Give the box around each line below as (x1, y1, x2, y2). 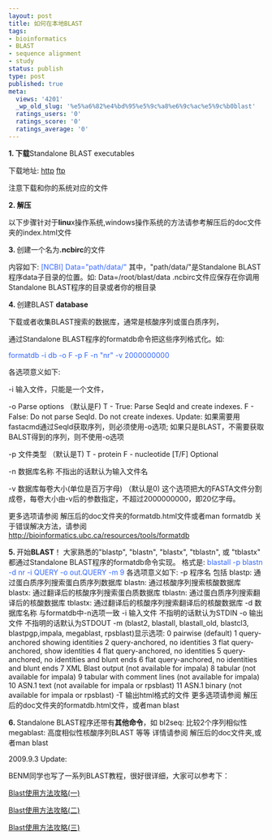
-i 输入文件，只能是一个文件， (8, 384, 108, 394)
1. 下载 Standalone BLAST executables (8, 148, 136, 158)
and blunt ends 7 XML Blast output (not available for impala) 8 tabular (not (8, 663, 256, 673)
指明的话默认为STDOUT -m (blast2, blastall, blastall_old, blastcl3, (31, 618, 249, 627)
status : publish (8, 65, 63, 73)
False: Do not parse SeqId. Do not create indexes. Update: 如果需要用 (8, 411, 240, 421)
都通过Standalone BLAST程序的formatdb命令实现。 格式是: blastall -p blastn (8, 557, 263, 566)
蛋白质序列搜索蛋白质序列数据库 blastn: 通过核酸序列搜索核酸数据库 (15, 577, 241, 587)
